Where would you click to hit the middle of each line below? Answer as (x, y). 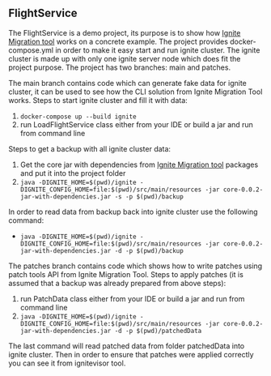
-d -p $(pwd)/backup (149, 250)
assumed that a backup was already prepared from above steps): (117, 283)
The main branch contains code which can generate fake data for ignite (127, 83)
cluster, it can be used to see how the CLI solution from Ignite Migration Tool (135, 92)
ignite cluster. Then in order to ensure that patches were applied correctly (131, 354)
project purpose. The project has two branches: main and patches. (120, 67)
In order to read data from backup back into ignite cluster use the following (133, 211)
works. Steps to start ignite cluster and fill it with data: (98, 100)
